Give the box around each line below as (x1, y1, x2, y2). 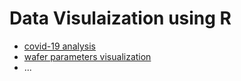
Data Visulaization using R (9, 7, 232, 30)
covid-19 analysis (23, 40, 96, 52)
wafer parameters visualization (23, 50, 152, 62)
